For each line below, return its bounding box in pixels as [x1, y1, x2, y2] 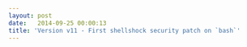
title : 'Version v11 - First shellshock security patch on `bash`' [8, 26, 241, 34]
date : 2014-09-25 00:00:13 [8, 19, 107, 27]
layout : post [8, 11, 53, 20]
